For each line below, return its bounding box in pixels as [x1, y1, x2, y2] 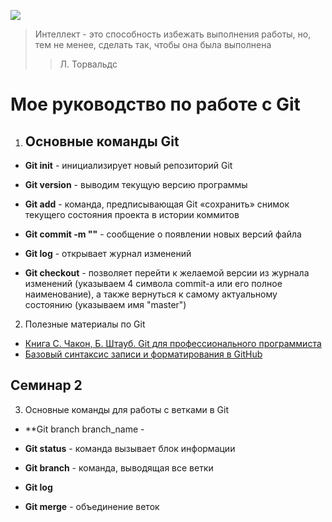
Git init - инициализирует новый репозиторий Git [24, 160, 233, 171]
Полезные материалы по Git [24, 318, 146, 330]
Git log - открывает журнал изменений [24, 248, 192, 259]
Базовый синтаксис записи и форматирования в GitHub [24, 348, 263, 360]
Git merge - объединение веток [24, 500, 160, 512]
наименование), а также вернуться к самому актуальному [24, 288, 278, 300]
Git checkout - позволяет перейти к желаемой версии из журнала [24, 267, 310, 279]
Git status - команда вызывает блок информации [24, 442, 236, 454]
